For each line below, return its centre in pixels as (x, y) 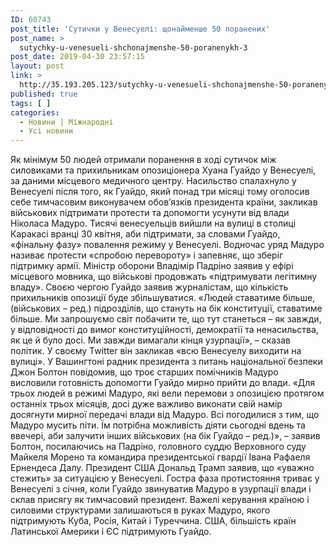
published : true (44, 94)
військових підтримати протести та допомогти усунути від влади (150, 213)
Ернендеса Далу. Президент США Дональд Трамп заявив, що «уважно (162, 468)
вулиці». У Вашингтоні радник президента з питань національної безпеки (166, 362)
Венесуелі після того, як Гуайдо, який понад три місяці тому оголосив (160, 192)
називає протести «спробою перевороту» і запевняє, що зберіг (147, 255)
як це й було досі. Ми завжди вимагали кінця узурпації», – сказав (150, 340)
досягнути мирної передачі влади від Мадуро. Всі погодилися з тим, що (165, 415)
